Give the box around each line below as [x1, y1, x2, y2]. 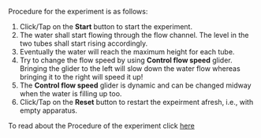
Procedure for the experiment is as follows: [8, 7, 148, 16]
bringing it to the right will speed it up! [19, 73, 144, 81]
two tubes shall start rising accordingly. [19, 39, 148, 48]
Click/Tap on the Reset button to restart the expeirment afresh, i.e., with [19, 98, 254, 106]
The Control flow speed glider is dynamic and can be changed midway [19, 80, 252, 90]
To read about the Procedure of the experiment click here [8, 121, 195, 130]
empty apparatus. [19, 106, 77, 115]
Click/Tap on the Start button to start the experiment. [19, 22, 193, 31]
